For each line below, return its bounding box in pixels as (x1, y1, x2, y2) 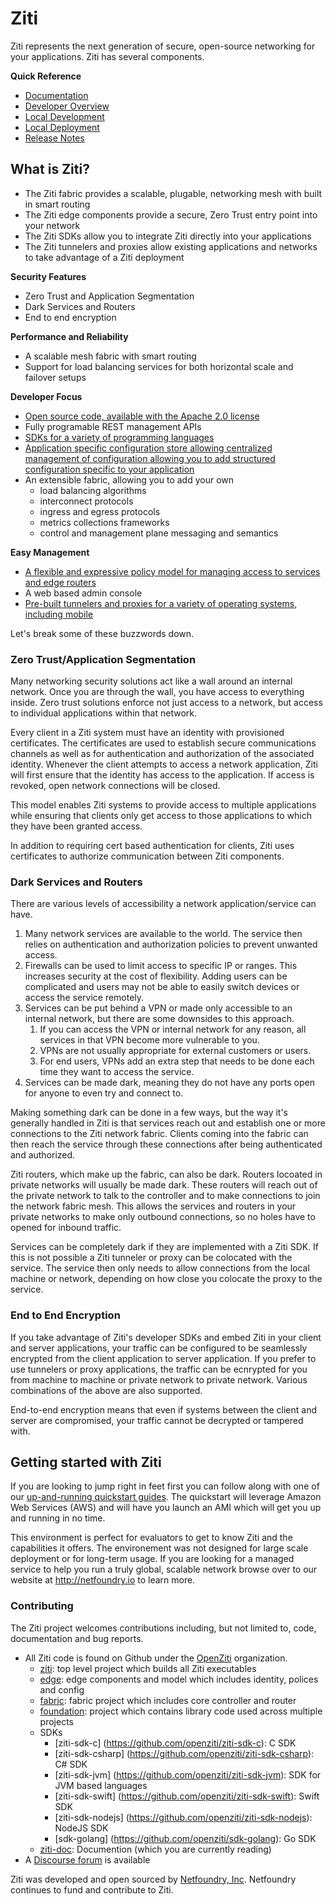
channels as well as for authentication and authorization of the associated (10, 748, 315, 760)
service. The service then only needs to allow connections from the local (10, 1262, 310, 1274)
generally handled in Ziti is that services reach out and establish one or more (10, 1117, 326, 1129)
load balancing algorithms (39, 484, 147, 496)
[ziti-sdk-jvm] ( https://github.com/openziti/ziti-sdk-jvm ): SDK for (54, 1768, 322, 1781)
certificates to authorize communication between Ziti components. (10, 850, 285, 862)
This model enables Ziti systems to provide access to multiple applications (10, 799, 317, 811)
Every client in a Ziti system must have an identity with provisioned (10, 727, 285, 739)
